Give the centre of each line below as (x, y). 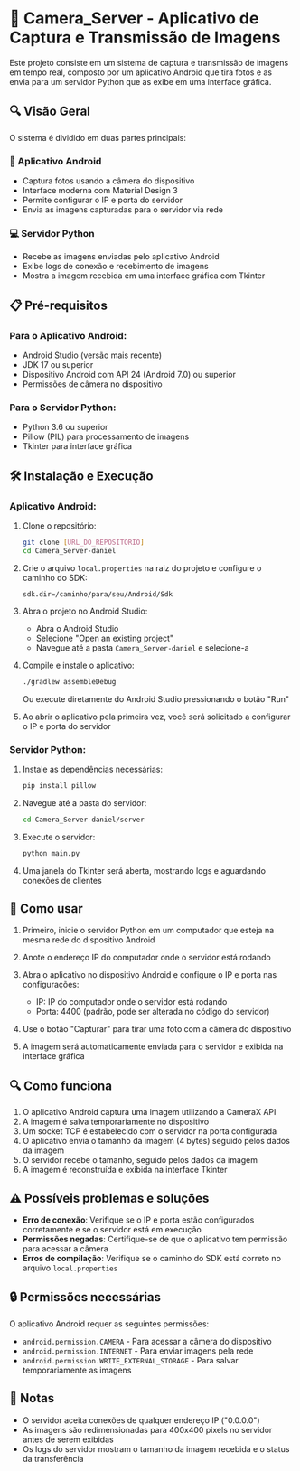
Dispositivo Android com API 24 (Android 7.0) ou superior (129, 375)
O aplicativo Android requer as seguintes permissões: (109, 1324)
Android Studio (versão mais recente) (92, 355)
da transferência (53, 1458)
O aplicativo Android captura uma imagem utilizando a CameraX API (149, 1112)
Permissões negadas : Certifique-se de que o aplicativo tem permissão (155, 1239)
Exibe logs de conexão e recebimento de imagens (116, 267)
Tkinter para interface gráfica (77, 446)
